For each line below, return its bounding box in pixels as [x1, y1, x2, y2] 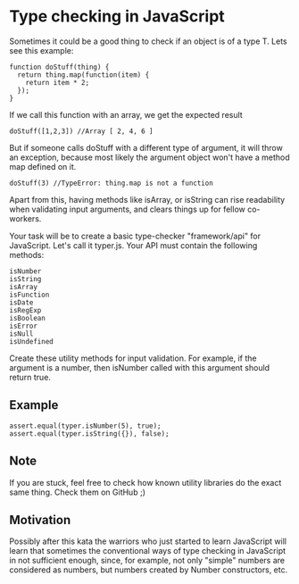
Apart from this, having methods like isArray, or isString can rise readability [9, 194, 286, 204]
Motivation [9, 512, 71, 528]
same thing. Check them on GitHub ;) [9, 487, 145, 497]
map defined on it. [9, 161, 77, 171]
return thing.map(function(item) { [17, 70, 150, 79]
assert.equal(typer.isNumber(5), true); [9, 421, 162, 430]
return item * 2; [25, 78, 90, 87]
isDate [9, 297, 34, 307]
